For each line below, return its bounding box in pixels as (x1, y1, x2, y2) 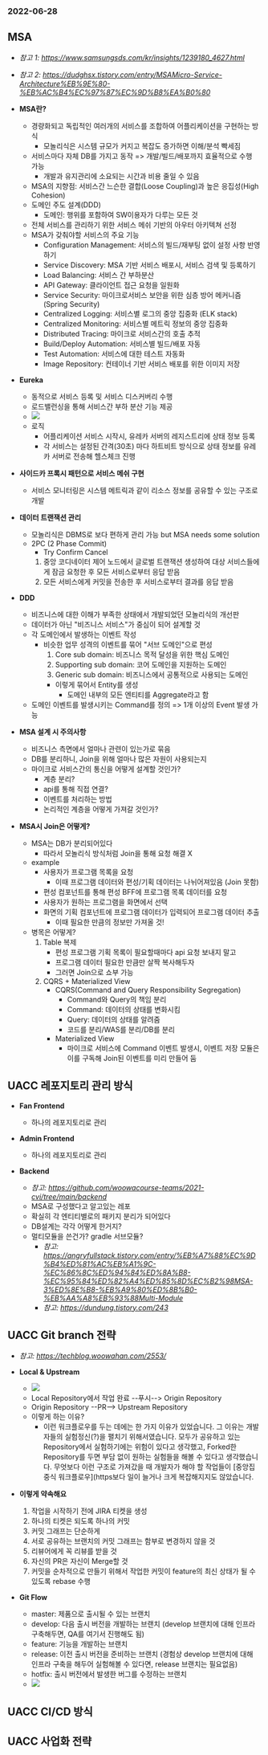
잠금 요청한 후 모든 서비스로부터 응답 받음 (51, 566, 181, 576)
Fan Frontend (18, 1100, 65, 1110)
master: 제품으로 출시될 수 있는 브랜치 (30, 1609, 151, 1619)
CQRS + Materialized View (43, 976, 131, 986)
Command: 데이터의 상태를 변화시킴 (67, 1004, 181, 1014)
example (30, 857, 60, 867)
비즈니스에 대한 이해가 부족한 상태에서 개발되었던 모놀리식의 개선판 (30, 609, 240, 619)
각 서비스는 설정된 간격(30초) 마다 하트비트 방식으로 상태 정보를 (43, 441, 242, 451)
